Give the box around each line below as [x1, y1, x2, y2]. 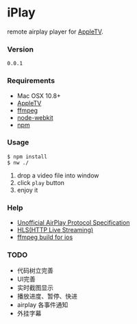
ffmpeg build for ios [16, 233, 73, 241]
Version [7, 45, 34, 54]
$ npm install [7, 153, 48, 160]
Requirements [7, 76, 55, 86]
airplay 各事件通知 [16, 301, 68, 309]
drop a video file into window [16, 171, 99, 179]
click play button [16, 178, 65, 186]
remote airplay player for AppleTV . [7, 27, 104, 36]
